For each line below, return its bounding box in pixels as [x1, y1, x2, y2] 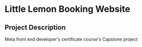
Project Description [4, 23, 66, 32]
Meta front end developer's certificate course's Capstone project [4, 36, 138, 42]
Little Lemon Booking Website [4, 3, 131, 15]
